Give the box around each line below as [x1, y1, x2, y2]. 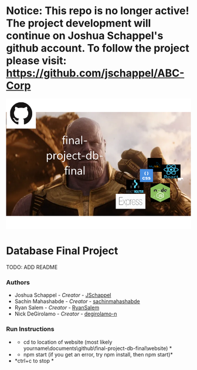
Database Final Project [6, 244, 118, 258]
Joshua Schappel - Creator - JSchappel [14, 292, 111, 299]
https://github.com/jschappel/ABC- [6, 66, 185, 80]
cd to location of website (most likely [23, 338, 113, 345]
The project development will [6, 16, 151, 30]
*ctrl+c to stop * [14, 357, 54, 364]
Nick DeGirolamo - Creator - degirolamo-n [14, 310, 117, 318]
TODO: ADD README [6, 264, 58, 271]
